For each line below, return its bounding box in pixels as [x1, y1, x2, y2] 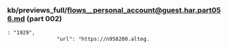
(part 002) [26, 14, 62, 23]
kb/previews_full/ [7, 5, 68, 15]
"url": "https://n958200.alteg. [56, 36, 150, 43]
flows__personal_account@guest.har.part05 [66, 5, 221, 15]
